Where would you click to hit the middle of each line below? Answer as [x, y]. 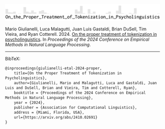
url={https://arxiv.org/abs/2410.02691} [56, 117]
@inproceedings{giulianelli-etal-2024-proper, [54, 68]
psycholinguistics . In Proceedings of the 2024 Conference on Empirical [77, 39]
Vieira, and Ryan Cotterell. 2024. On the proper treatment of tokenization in [81, 34]
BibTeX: [13, 59]
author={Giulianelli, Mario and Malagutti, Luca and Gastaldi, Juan [85, 83]
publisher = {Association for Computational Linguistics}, [76, 108]
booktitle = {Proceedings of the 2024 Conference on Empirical [80, 93]
